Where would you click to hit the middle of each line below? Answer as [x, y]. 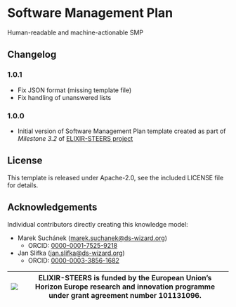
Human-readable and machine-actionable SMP [76, 32]
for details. [23, 185]
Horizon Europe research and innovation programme [125, 287]
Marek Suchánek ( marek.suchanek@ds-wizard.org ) [92, 238]
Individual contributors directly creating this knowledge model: [98, 224]
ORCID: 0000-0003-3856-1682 [73, 260]
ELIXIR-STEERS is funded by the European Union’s [125, 277]
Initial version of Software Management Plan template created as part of [122, 131]
